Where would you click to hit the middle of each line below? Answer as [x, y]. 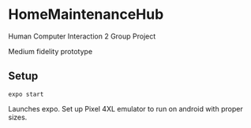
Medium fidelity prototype [51, 51]
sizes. [18, 117]
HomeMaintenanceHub [86, 15]
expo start [26, 94]
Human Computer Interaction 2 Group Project [82, 36]
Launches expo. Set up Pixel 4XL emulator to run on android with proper [126, 108]
